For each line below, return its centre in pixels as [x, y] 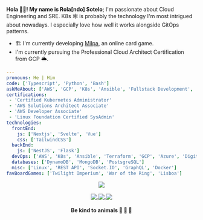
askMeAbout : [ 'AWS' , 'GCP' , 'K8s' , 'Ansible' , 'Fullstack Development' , [100, 89]
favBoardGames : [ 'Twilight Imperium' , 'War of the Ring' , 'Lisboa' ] [94, 173]
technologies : [24, 123]
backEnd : [23, 145]
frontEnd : [24, 128]
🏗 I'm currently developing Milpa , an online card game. [84, 43]
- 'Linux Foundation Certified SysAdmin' [62, 117]
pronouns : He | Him [31, 78]
